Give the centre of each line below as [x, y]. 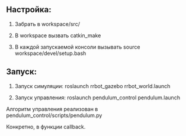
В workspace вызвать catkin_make [58, 35]
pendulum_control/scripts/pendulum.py [54, 115]
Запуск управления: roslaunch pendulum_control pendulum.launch [97, 98]
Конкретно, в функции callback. [46, 127]
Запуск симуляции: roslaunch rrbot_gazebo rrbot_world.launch [92, 86]
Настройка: [29, 10]
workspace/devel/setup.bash [50, 53]
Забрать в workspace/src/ [47, 24]
